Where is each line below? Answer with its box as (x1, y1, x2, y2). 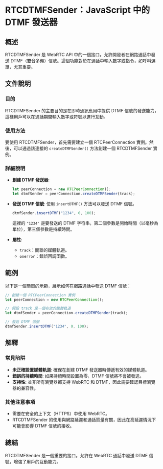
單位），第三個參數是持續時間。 (12, 226, 75, 232)
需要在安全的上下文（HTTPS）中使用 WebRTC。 (12, 410, 110, 417)
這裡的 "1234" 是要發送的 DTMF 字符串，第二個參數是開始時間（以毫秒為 (12, 220, 159, 226)
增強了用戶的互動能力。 (13, 459, 61, 465)
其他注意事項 (5, 398, 36, 405)
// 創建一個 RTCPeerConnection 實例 (5, 293, 75, 297)
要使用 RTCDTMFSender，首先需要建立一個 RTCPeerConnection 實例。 (5, 139, 150, 145)
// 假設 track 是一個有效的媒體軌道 (5, 306, 71, 311)
